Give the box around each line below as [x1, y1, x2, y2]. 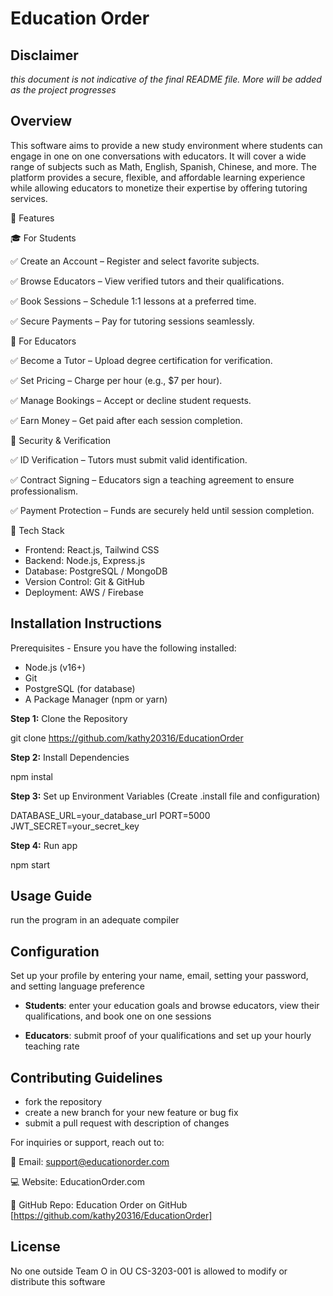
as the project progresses [10, 84, 117, 96]
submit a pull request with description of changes [24, 1117, 230, 1129]
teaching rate [24, 1040, 80, 1052]
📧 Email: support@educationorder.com [10, 1156, 170, 1168]
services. [10, 192, 48, 204]
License [10, 1238, 61, 1256]
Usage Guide [10, 888, 93, 905]
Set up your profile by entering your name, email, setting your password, [10, 970, 309, 982]
